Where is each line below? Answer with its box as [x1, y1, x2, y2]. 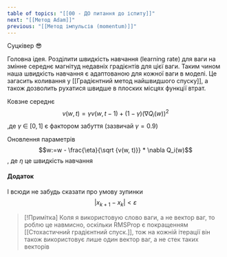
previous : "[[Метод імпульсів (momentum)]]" [7, 23, 137, 30]
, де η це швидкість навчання [7, 156, 93, 165]
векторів [23, 242, 50, 251]
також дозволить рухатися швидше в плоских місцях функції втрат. [7, 84, 206, 93]
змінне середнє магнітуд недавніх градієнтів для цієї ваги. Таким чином [7, 63, 221, 71]
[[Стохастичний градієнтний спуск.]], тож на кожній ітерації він [23, 227, 211, 236]
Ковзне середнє [7, 98, 55, 106]
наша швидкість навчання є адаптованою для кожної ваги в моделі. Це [7, 69, 217, 78]
